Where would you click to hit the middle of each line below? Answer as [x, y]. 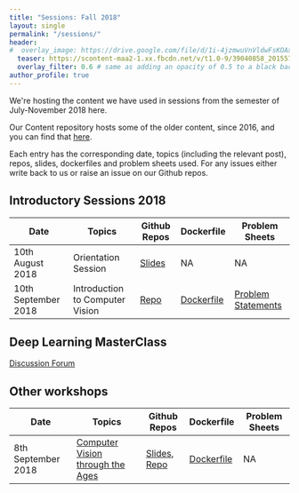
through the [101, 465]
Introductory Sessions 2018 [88, 201]
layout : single [37, 26]
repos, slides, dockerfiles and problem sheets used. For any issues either [143, 163]
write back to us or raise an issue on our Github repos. [109, 172]
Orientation [96, 257]
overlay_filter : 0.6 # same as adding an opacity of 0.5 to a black [147, 68]
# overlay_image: [43, 51]
